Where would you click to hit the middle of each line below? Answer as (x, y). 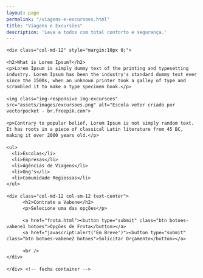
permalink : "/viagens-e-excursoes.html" (58, 19)
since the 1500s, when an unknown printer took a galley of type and (96, 81)
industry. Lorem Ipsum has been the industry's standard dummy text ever (102, 75)
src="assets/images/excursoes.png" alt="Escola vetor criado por (91, 105)
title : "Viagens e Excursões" (45, 26)
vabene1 (16, 227)
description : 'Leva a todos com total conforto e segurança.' (87, 32)
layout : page (23, 13)
